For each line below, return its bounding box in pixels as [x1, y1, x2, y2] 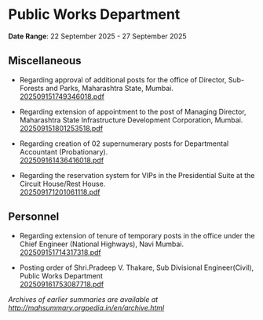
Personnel [8, 210, 60, 224]
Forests [19, 83, 45, 93]
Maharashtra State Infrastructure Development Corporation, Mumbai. [19, 115, 243, 125]
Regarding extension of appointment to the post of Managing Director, [19, 107, 247, 116]
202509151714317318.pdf [19, 247, 101, 256]
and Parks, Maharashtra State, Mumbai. [46, 83, 174, 93]
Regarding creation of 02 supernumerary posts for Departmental [19, 139, 229, 148]
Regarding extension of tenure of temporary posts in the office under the [19, 231, 255, 240]
